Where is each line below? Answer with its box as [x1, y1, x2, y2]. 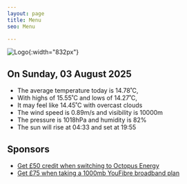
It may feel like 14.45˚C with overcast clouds [17, 101, 143, 109]
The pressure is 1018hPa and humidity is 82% [17, 116, 147, 125]
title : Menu [7, 17, 41, 24]
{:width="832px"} [28, 48, 79, 56]
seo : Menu [7, 23, 36, 30]
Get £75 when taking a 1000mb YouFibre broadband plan [17, 169, 180, 177]
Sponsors [7, 143, 50, 155]
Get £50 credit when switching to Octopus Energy [17, 162, 160, 169]
